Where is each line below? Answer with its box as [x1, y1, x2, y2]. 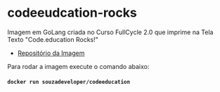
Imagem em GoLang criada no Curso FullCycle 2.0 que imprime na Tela [7, 28, 214, 36]
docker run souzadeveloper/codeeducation [7, 78, 131, 85]
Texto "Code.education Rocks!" [7, 35, 98, 43]
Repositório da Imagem [17, 49, 85, 57]
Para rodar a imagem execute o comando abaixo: [7, 62, 150, 70]
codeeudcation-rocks [7, 5, 137, 21]
